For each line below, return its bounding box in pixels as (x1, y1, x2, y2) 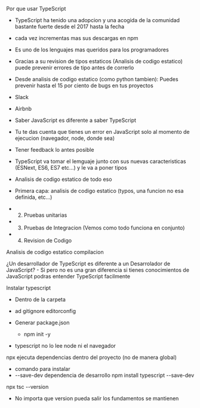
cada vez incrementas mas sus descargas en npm (14, 35, 139, 41)
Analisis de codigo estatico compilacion (6, 249, 104, 256)
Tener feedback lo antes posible (14, 146, 94, 153)
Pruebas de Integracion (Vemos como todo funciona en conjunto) (23, 224, 185, 231)
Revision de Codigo (23, 237, 72, 244)
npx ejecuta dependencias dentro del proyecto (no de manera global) (6, 354, 177, 361)
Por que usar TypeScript (6, 5, 66, 12)
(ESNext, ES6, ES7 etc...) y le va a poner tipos (14, 164, 127, 171)
